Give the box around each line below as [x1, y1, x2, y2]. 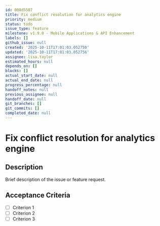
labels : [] [5, 36, 28, 41]
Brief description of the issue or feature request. [5, 176, 106, 182]
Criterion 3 [12, 215, 35, 222]
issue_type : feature [5, 26, 49, 31]
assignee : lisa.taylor [5, 54, 53, 60]
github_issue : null [5, 40, 47, 45]
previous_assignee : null [5, 92, 58, 97]
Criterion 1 [12, 204, 34, 210]
